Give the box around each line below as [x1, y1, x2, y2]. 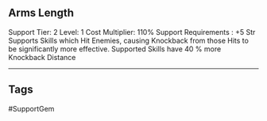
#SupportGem [8, 104, 55, 113]
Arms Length [8, 6, 74, 20]
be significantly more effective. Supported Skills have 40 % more [8, 43, 222, 54]
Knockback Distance [8, 52, 76, 62]
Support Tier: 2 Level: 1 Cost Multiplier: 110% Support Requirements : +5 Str [8, 27, 256, 36]
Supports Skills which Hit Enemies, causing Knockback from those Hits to [8, 36, 249, 45]
